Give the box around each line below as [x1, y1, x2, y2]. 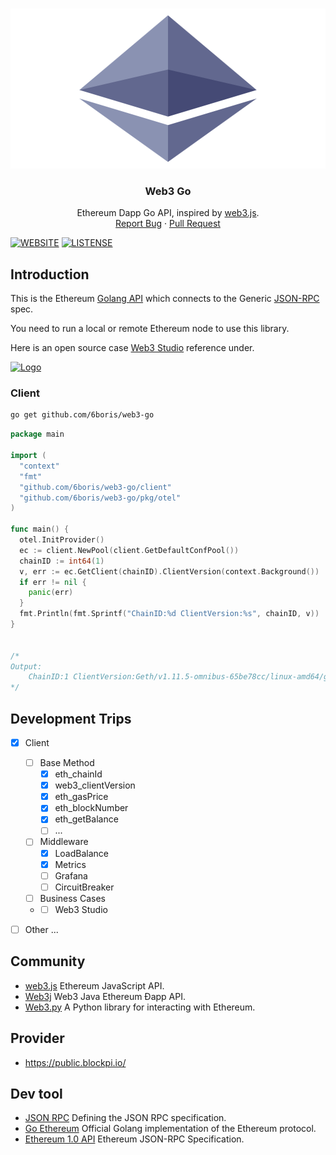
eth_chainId [54, 768, 103, 780]
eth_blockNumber [54, 802, 129, 814]
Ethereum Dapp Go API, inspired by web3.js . [76, 207, 260, 219]
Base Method [39, 757, 95, 769]
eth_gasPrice [54, 791, 109, 803]
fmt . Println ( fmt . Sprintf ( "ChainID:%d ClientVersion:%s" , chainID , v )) [19, 609, 320, 619]
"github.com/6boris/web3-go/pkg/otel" [19, 493, 182, 503]
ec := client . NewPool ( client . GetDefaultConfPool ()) [19, 545, 240, 555]
